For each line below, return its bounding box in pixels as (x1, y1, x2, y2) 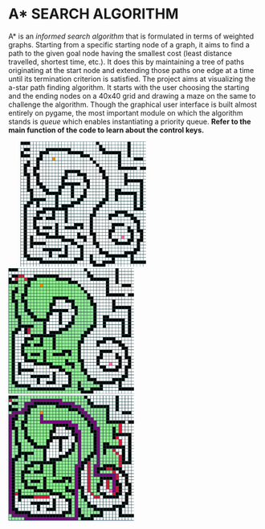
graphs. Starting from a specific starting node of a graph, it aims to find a (8, 39, 251, 49)
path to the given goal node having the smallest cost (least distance (8, 48, 233, 58)
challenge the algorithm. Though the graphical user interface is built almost (8, 100, 257, 109)
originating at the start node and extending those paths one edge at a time (8, 65, 255, 75)
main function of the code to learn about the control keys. (8, 125, 205, 135)
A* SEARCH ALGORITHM (8, 5, 179, 23)
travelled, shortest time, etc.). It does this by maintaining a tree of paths (8, 57, 245, 67)
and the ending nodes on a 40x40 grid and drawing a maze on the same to (8, 91, 256, 100)
